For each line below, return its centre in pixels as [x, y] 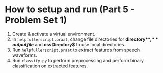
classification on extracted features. [50, 66]
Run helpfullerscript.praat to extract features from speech [76, 50]
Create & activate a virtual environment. [53, 34]
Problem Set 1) [36, 20]
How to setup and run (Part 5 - [70, 9]
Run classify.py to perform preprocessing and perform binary [78, 60]
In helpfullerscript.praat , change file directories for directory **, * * [85, 39]
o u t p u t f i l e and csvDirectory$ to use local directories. [69, 44]
